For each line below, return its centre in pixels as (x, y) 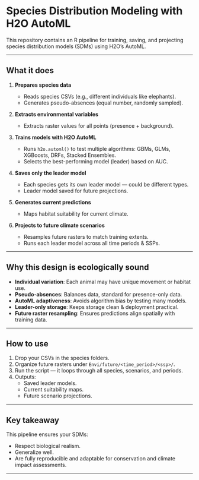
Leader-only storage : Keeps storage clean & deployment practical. (97, 307)
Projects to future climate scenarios (60, 225)
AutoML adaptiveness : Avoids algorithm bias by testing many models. (101, 301)
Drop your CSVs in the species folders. (62, 358)
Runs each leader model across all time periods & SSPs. (92, 243)
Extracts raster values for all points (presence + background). (99, 125)
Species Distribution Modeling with (94, 11)
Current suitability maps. (54, 390)
